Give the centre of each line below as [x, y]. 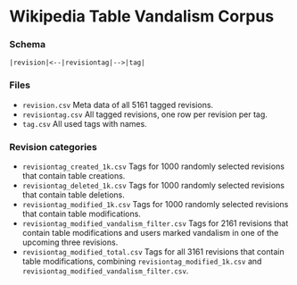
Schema [28, 45]
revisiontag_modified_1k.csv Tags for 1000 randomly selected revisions [155, 205]
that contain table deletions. [73, 195]
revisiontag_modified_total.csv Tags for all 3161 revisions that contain [153, 252]
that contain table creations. [74, 176]
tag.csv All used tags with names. [84, 123]
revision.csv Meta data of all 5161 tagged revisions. [118, 105]
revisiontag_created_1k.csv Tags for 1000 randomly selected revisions [153, 166]
